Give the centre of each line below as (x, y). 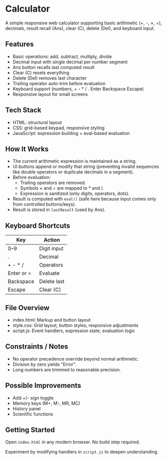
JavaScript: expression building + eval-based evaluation (71, 133)
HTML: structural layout (37, 122)
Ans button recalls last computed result (53, 67)
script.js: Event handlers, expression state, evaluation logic (74, 331)
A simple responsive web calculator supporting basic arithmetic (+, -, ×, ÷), (83, 23)
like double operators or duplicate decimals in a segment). (73, 172)
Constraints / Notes (37, 347)
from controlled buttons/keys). (44, 204)
